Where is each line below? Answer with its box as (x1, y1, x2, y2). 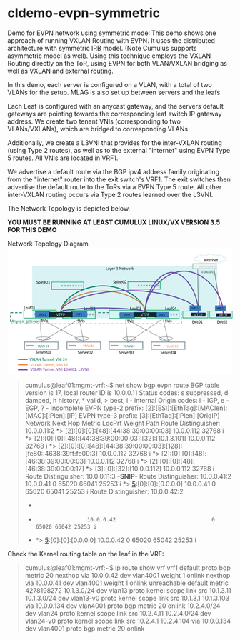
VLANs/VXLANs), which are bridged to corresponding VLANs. (7, 124, 191, 133)
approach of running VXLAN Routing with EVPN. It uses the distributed (7, 36, 216, 44)
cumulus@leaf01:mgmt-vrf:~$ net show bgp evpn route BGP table (24, 381, 220, 390)
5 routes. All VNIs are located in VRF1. (7, 154, 119, 162)
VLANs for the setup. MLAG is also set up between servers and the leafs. (7, 88, 223, 96)
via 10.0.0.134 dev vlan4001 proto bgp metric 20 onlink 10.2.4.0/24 (24, 601, 221, 610)
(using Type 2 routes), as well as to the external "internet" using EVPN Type (7, 146, 231, 154)
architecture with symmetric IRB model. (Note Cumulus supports (7, 44, 197, 52)
